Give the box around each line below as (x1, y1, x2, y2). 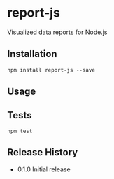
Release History (7, 146, 78, 158)
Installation (7, 48, 57, 60)
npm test (7, 127, 33, 134)
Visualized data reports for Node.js (7, 28, 108, 36)
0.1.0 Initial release (17, 165, 71, 173)
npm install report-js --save (7, 66, 96, 74)
